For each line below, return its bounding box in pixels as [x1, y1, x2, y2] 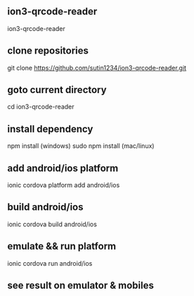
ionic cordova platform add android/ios [7, 181, 120, 190]
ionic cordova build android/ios [7, 220, 97, 228]
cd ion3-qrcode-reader [7, 102, 75, 111]
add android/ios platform [7, 162, 119, 174]
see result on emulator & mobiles [7, 280, 155, 292]
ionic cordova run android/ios [7, 259, 93, 267]
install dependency [7, 123, 93, 135]
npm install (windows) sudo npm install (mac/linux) [7, 142, 155, 150]
